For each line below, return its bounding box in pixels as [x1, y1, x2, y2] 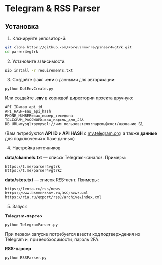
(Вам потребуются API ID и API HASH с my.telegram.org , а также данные [5, 130, 157, 136]
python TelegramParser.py [5, 222, 58, 227]
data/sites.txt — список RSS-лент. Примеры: [5, 177, 99, 183]
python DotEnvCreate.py [5, 86, 54, 91]
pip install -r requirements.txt [5, 68, 73, 72]
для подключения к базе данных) [5, 135, 75, 141]
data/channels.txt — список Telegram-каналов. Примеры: [5, 154, 126, 160]
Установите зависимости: [12, 58, 66, 64]
